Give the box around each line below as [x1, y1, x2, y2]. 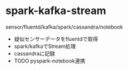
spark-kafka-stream [5, 4, 107, 17]
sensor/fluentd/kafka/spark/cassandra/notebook [5, 23, 124, 30]
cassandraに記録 [13, 50, 55, 57]
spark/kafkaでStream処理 [13, 43, 76, 50]
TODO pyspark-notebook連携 [13, 57, 86, 64]
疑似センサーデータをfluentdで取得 [13, 35, 99, 42]
